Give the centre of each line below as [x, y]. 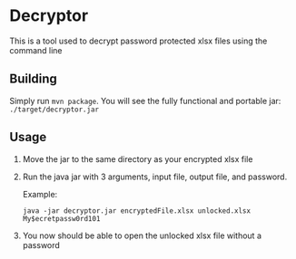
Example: [40, 194]
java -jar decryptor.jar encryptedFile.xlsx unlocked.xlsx [137, 211]
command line [36, 50]
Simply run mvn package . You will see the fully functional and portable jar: [145, 101]
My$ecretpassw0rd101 [61, 218]
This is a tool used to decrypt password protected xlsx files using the [138, 41]
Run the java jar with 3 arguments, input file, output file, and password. [155, 177]
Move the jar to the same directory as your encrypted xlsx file [138, 158]
